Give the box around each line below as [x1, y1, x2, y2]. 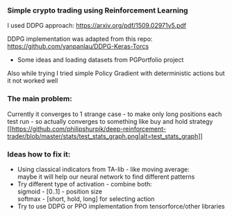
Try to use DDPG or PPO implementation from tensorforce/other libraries [17, 202, 225, 210]
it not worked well [7, 77, 58, 85]
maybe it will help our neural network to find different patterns [17, 172, 195, 181]
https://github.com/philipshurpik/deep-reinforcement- [11, 124, 167, 133]
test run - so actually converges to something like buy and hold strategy [7, 117, 213, 125]
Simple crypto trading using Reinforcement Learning [7, 6, 189, 15]
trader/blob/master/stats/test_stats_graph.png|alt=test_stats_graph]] [7, 131, 203, 140]
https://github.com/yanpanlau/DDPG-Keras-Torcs [7, 42, 149, 51]
